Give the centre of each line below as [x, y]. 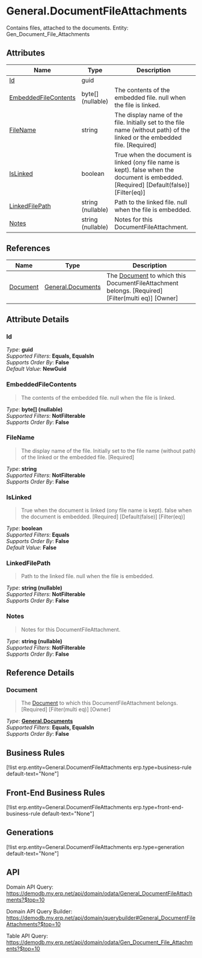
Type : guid [20, 350]
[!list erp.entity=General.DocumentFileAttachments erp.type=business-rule [99, 767]
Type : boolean [24, 529]
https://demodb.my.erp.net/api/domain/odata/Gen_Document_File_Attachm [100, 942]
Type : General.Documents [40, 721]
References [28, 248]
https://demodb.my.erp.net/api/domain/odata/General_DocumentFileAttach [99, 893]
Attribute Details [38, 319]
